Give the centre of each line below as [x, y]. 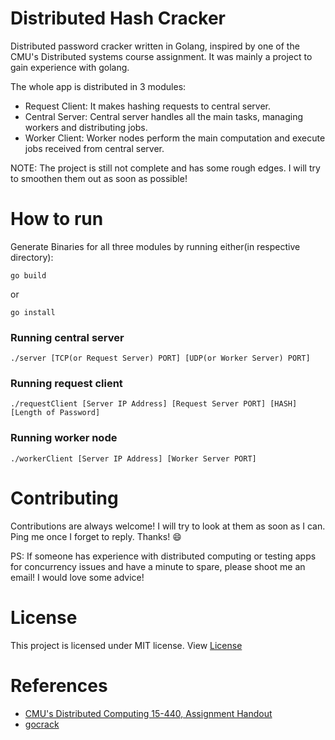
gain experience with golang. [70, 67]
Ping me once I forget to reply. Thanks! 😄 [96, 536]
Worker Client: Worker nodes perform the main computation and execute [175, 138]
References [59, 685]
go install [33, 312]
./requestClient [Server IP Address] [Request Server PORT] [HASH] [154, 404]
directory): [32, 257]
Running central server [67, 337]
